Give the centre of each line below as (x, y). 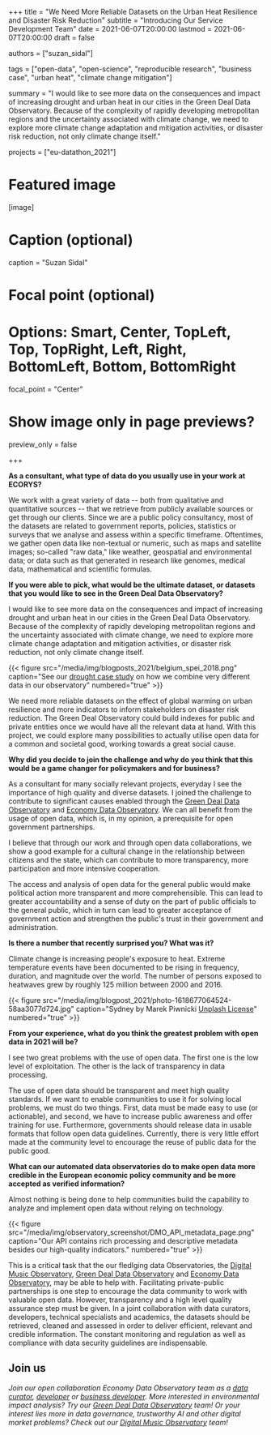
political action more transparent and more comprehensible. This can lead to (135, 893)
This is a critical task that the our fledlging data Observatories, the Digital (130, 1265)
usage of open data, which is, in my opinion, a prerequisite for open (121, 818)
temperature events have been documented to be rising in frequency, (124, 967)
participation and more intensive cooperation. (84, 868)
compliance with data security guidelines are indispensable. (108, 1343)
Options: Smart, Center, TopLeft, (120, 332)
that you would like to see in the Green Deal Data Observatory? (116, 593)
